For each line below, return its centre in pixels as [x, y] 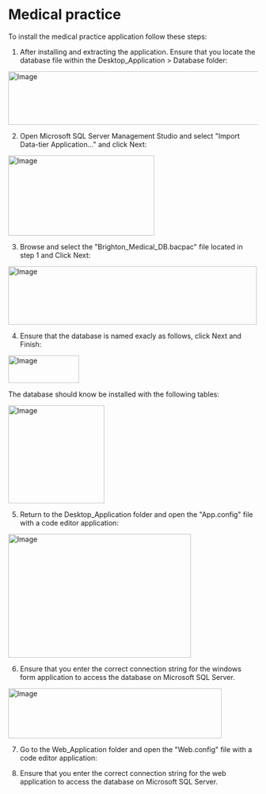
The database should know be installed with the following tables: [114, 394]
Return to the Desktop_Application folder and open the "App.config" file [136, 514]
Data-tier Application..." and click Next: [83, 144]
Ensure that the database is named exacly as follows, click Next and [130, 336]
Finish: [30, 344]
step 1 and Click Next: [55, 255]
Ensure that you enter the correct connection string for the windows [130, 669]
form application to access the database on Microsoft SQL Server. [127, 677]
